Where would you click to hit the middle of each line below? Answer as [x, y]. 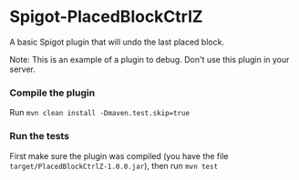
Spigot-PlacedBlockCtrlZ [106, 17]
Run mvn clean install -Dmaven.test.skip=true [99, 113]
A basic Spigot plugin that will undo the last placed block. [117, 42]
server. [23, 69]
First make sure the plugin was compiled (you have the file [119, 155]
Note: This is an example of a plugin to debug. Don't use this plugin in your [149, 59]
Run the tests [40, 136]
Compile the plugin [52, 93]
